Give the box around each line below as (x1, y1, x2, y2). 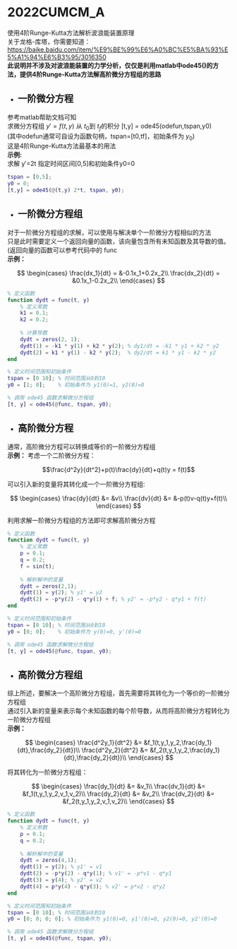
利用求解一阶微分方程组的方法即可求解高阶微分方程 (7, 516, 156, 524)
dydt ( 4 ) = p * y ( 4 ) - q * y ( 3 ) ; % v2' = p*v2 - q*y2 (20, 883, 166, 890)
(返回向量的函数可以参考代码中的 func (7, 245, 118, 254)
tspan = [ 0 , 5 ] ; (7, 174, 52, 181)
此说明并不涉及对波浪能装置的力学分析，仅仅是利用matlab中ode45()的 (7, 61, 213, 69)
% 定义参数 (20, 824, 48, 831)
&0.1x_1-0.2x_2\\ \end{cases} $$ (71, 276, 166, 285)
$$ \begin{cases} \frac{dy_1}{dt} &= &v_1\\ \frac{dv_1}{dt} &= (31, 782, 206, 791)
